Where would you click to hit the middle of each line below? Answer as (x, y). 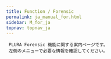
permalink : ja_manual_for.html (44, 17)
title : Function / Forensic (40, 11)
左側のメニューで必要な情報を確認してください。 (58, 51)
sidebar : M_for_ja (28, 22)
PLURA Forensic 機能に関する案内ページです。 (58, 45)
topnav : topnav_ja (28, 28)
